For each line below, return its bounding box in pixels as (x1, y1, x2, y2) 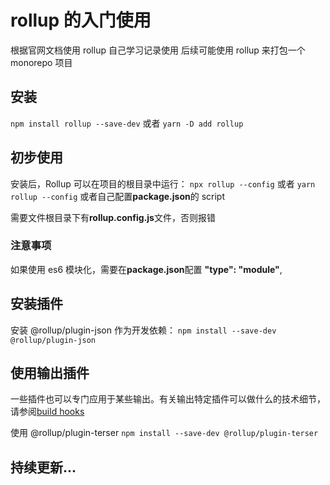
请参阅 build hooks (10, 406, 85, 418)
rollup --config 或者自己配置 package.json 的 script (10, 190, 225, 202)
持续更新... (10, 459, 77, 476)
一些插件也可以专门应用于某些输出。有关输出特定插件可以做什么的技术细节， (10, 393, 326, 405)
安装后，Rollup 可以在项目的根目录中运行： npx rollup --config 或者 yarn (10, 177, 316, 190)
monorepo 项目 (10, 56, 73, 68)
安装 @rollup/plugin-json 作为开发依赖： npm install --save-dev (10, 324, 277, 336)
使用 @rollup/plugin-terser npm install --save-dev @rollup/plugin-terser (10, 427, 319, 439)
